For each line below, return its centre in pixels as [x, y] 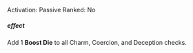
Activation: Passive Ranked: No [51, 10]
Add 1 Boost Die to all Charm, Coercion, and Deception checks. [97, 42]
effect [16, 25]
